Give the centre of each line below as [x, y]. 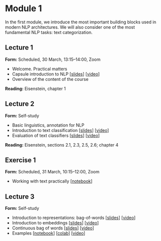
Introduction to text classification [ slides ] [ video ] [60, 130]
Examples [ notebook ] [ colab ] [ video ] [49, 233]
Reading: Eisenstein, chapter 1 [35, 89]
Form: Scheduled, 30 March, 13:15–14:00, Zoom [53, 59]
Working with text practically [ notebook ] [52, 181]
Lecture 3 [20, 196]
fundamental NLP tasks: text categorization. [49, 32]
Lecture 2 [20, 104]
